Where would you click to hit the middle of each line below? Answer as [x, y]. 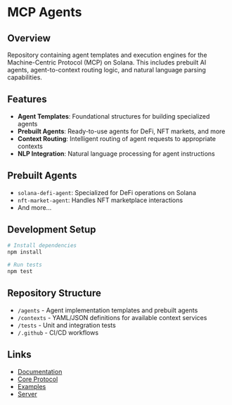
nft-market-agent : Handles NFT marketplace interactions [100, 200]
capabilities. [25, 77]
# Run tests [25, 265]
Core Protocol [38, 379]
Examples [32, 386]
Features [27, 99]
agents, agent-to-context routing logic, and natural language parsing [107, 70]
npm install [25, 252]
